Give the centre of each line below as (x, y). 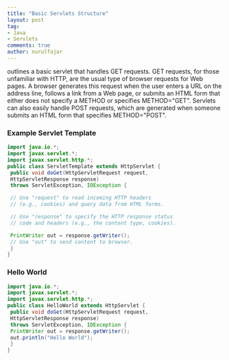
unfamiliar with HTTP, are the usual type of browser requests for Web (105, 78)
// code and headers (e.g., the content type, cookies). (93, 223)
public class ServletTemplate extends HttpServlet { (84, 166)
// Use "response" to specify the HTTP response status (92, 217)
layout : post (26, 20)
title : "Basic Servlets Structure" (58, 13)
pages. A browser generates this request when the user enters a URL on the (114, 86)
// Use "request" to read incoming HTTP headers (81, 198)
